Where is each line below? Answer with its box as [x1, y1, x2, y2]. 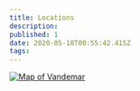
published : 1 [9, 30, 59, 39]
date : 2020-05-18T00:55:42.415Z [9, 38, 131, 48]
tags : [9, 47, 30, 56]
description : [9, 22, 59, 31]
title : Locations [9, 13, 75, 23]
